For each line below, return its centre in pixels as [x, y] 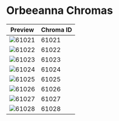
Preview [22, 30]
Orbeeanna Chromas [60, 11]
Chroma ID [56, 30]
